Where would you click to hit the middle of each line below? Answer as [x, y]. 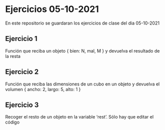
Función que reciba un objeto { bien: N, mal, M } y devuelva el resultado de [82, 50]
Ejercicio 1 [21, 39]
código [13, 122]
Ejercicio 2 [22, 72]
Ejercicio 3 [22, 105]
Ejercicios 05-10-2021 [52, 9]
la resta [13, 56]
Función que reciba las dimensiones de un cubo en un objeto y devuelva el [82, 84]
